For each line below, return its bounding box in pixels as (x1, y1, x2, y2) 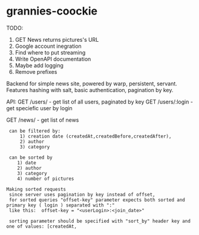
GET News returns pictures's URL (15, 36, 99, 43)
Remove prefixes (15, 68, 57, 75)
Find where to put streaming (15, 48, 86, 56)
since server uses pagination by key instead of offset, (8, 191, 155, 197)
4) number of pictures (17, 176, 74, 182)
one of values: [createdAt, (6, 223, 77, 230)
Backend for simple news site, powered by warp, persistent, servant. (6, 80, 177, 87)
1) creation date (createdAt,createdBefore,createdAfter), (19, 133, 172, 139)
